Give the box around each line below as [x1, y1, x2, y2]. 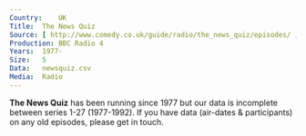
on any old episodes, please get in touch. [9, 116, 164, 127]
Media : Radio [9, 73, 64, 82]
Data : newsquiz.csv [9, 64, 92, 73]
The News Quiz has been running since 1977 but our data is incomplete [9, 97, 278, 108]
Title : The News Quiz [9, 22, 96, 31]
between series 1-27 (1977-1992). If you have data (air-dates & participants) [9, 106, 293, 118]
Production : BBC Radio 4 [9, 38, 104, 48]
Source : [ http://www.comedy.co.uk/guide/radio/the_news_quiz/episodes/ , [9, 30, 300, 39]
